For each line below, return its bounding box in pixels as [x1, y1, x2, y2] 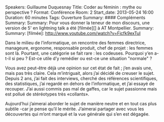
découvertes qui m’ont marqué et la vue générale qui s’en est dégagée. [5, 111, 150, 117]
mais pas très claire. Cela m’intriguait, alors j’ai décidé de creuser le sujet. [5, 70, 155, 76]
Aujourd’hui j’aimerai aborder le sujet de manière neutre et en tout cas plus [5, 101, 157, 106]
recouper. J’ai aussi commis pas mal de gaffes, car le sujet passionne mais [5, 86, 157, 91]
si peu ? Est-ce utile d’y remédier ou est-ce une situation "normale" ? [11, 56, 152, 61]
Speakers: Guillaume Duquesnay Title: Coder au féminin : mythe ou [5, 4, 142, 10]
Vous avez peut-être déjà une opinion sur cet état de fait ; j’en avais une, [5, 65, 153, 71]
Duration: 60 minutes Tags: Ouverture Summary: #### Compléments [5, 15, 146, 20]
